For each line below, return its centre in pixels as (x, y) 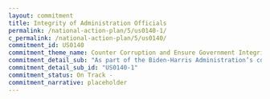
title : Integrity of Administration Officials (88, 23)
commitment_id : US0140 (46, 46)
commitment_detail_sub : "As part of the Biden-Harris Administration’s (131, 61)
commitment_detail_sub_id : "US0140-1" (73, 68)
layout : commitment (41, 16)
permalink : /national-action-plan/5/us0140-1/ (88, 30)
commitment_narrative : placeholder (68, 82)
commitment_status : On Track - (61, 75)
